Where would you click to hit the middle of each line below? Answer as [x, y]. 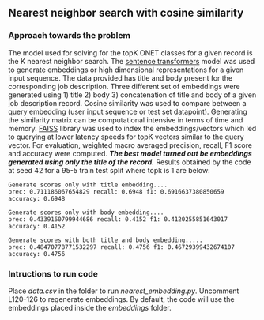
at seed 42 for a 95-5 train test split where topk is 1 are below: [109, 170]
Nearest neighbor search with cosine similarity [126, 13]
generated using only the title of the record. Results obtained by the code [130, 162]
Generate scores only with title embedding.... [88, 185]
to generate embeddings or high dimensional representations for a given [126, 70]
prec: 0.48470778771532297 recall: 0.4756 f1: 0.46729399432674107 [122, 247]
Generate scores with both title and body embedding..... [106, 240]
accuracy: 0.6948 [37, 198]
